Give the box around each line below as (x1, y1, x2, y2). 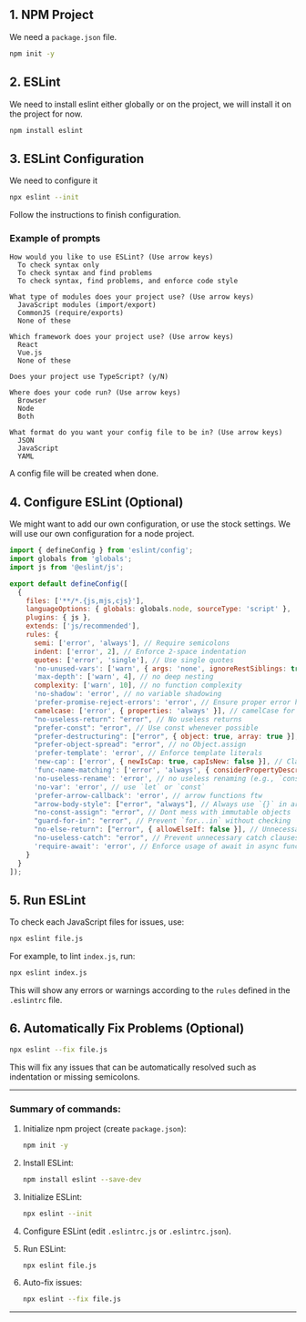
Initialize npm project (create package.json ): (22, 1122, 187, 1133)
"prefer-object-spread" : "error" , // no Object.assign (33, 740, 247, 750)
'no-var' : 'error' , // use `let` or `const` (33, 783, 206, 792)
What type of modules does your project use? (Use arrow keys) (9, 292, 255, 302)
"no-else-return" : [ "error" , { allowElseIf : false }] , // (33, 825, 259, 835)
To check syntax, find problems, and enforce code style (17, 277, 239, 286)
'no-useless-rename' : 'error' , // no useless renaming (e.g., (33, 774, 275, 783)
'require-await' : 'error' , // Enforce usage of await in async (33, 842, 280, 851)
